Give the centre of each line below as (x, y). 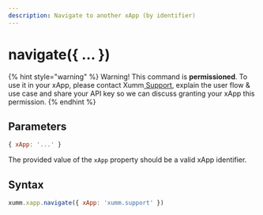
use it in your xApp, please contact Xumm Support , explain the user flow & (129, 85)
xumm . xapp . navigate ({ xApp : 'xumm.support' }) (86, 203)
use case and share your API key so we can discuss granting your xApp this (131, 93)
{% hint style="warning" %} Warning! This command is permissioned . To (128, 77)
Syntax (26, 185)
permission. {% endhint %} (52, 102)
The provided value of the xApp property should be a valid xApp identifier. (128, 160)
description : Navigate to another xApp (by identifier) (102, 15)
